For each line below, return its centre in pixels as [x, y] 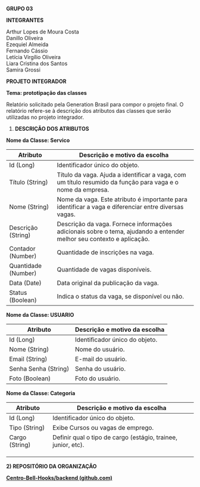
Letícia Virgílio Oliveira [34, 57]
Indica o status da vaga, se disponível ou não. [121, 296]
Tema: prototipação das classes [47, 93]
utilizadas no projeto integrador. [45, 117]
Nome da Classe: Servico [38, 140]
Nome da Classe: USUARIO [40, 315]
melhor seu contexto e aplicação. [103, 239]
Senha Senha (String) [39, 369]
